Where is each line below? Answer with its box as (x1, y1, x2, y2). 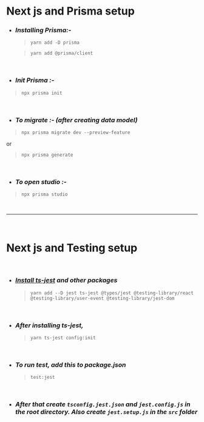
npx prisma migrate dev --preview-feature (21, 129, 131, 136)
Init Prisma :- (15, 76, 55, 84)
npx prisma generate (21, 152, 73, 158)
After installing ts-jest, (15, 321, 84, 329)
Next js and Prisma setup (6, 4, 135, 18)
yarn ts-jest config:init (30, 335, 96, 341)
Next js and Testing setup (6, 241, 138, 254)
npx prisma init (21, 90, 63, 96)
